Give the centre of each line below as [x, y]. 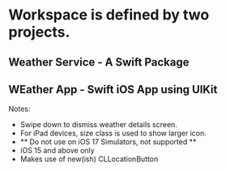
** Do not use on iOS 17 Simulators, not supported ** [108, 142]
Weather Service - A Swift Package [99, 62]
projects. [39, 32]
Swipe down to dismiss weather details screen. [99, 125]
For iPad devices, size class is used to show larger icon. [113, 133]
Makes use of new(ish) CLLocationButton [89, 159]
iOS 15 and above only [57, 151]
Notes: [19, 109]
